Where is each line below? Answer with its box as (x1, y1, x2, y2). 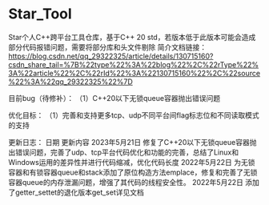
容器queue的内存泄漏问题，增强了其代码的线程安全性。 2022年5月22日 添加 (8, 177, 260, 187)
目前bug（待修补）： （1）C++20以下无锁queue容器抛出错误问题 (8, 93, 221, 102)
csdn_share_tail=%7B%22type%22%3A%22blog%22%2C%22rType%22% (8, 59, 259, 69)
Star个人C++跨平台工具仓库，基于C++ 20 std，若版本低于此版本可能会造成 (8, 32, 256, 42)
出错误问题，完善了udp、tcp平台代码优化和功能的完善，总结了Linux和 (8, 147, 239, 157)
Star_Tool (8, 5, 72, 23)
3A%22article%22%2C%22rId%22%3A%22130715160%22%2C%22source (8, 68, 261, 78)
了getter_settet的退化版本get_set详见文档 (8, 187, 144, 197)
